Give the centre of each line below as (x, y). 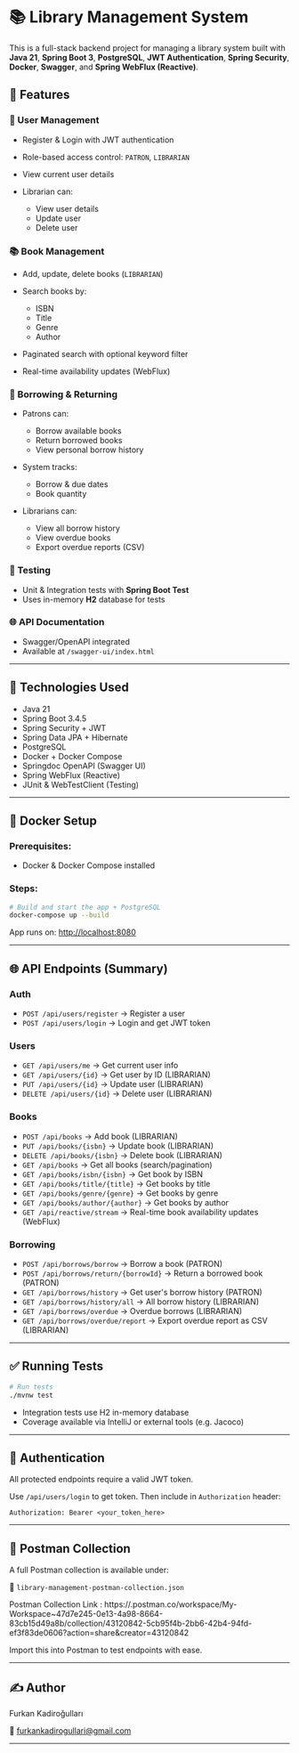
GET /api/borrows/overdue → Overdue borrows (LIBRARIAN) (132, 1311)
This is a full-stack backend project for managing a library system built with (148, 48)
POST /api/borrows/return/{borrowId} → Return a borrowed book (142, 1273)
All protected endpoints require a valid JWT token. (101, 1480)
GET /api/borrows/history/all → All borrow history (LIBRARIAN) (141, 1302)
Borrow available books (78, 431)
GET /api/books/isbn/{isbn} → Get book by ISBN (112, 1174)
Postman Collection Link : (56, 1604)
